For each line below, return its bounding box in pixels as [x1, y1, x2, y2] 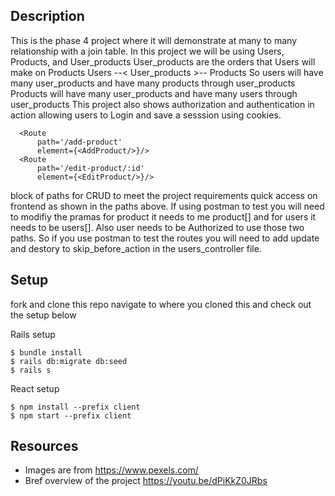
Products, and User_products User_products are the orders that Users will [10, 55, 316, 68]
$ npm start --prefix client [10, 410, 132, 421]
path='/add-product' [36, 137, 123, 147]
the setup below [10, 309, 77, 321]
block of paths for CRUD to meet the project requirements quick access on [10, 189, 318, 201]
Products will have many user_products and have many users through [10, 87, 298, 99]
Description [10, 8, 85, 25]
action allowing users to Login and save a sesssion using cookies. [10, 109, 282, 121]
